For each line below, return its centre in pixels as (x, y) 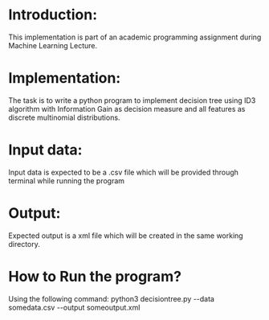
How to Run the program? (95, 276)
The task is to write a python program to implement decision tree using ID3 (132, 100)
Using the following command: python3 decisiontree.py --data (112, 298)
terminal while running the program (67, 181)
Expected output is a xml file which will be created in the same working (126, 236)
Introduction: (53, 15)
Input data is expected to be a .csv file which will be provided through (124, 172)
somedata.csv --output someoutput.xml (74, 307)
